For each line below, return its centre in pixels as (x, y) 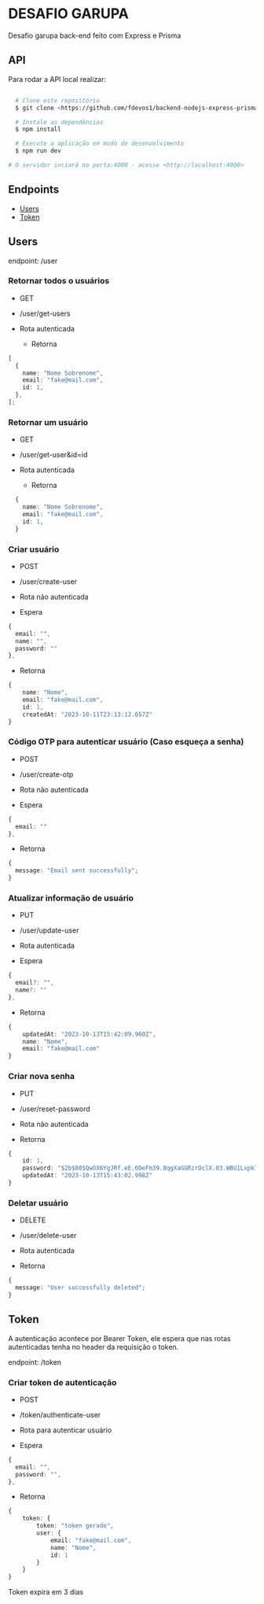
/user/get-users (45, 313)
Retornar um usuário (48, 422)
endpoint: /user (33, 261)
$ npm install (38, 129)
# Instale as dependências (59, 122)
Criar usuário (34, 549)
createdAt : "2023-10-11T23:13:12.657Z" (88, 714)
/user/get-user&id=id (53, 455)
